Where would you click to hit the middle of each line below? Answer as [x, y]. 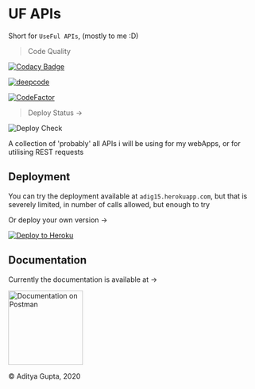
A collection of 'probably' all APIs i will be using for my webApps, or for [124, 143]
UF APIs [35, 14]
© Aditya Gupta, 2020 [44, 376]
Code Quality [49, 51]
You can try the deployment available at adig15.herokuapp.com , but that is [128, 196]
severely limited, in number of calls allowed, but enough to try [109, 204]
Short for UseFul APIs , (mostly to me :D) [73, 36]
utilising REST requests [46, 152]
